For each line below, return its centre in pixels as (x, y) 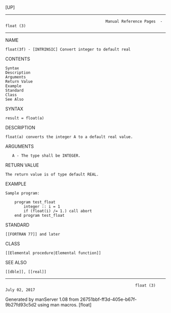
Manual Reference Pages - (134, 21)
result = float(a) (25, 118)
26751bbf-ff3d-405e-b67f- (109, 299)
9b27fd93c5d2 (21, 305)
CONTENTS (18, 59)
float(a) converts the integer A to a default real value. (69, 137)
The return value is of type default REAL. (52, 175)
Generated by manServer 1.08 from (42, 299)
